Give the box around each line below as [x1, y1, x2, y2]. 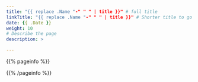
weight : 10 [6, 25, 33, 31]
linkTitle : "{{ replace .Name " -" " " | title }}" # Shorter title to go [6, 14, 193, 20]
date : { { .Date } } [6, 20, 52, 26]
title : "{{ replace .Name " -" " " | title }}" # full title [6, 8, 158, 15]
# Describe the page [6, 31, 58, 37]
